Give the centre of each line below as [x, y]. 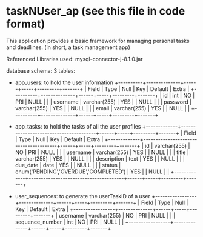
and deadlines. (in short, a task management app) [68, 47]
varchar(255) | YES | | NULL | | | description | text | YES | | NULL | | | [100, 158]
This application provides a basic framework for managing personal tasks [98, 41]
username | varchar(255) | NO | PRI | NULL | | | [117, 215]
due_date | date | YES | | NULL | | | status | [68, 165]
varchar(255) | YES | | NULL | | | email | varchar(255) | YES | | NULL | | [102, 108]
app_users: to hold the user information [64, 82]
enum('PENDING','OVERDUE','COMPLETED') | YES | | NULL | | [92, 172]
